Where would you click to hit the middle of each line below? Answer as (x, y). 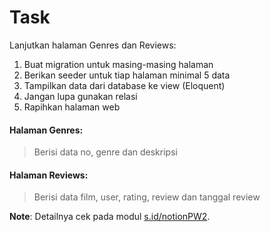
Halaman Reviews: (49, 175)
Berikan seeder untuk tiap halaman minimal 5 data (127, 75)
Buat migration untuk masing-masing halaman (118, 64)
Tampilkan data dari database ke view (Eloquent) (124, 85)
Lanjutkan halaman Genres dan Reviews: (93, 45)
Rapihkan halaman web (72, 107)
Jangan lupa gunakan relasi (80, 96)
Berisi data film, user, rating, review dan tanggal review (147, 197)
